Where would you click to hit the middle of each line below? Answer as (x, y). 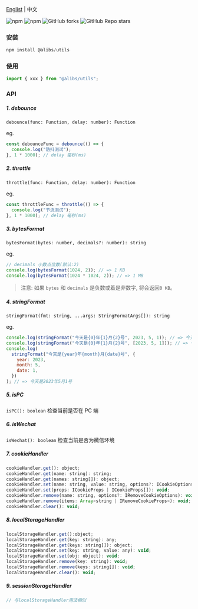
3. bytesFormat (25, 229)
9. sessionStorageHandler (39, 586)
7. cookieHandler (27, 454)
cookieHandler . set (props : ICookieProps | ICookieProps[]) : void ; (88, 490)
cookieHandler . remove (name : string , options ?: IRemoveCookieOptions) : (95, 496)
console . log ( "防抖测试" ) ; (42, 150)
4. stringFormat (26, 302)
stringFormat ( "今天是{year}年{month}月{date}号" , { (73, 354)
